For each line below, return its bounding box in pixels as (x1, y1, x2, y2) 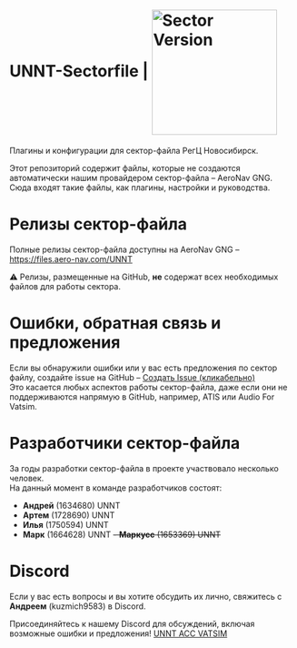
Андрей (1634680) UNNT (22, 500, 121, 511)
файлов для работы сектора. (9, 280, 121, 291)
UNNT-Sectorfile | (9, 60, 149, 81)
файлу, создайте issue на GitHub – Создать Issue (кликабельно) (9, 371, 256, 382)
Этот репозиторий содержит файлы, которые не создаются (9, 162, 241, 173)
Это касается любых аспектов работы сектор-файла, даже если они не (9, 381, 288, 392)
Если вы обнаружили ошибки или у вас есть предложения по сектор (9, 362, 278, 373)
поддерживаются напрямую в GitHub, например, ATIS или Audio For (9, 391, 275, 402)
